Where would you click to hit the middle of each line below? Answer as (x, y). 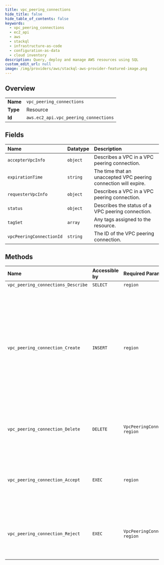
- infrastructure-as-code (36, 46)
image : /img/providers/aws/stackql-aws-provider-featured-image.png (76, 69)
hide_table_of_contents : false (37, 19)
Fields (15, 135)
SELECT (100, 285)
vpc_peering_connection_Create (44, 348)
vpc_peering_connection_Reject (44, 534)
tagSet (15, 222)
